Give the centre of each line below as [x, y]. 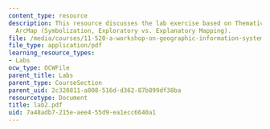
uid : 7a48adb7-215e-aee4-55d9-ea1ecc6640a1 [82, 113]
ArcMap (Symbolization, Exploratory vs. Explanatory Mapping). [123, 30]
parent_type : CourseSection [55, 83]
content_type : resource [48, 16]
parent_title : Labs [41, 75]
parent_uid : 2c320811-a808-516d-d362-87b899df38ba [95, 90]
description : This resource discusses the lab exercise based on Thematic [136, 23]
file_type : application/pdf [55, 46]
